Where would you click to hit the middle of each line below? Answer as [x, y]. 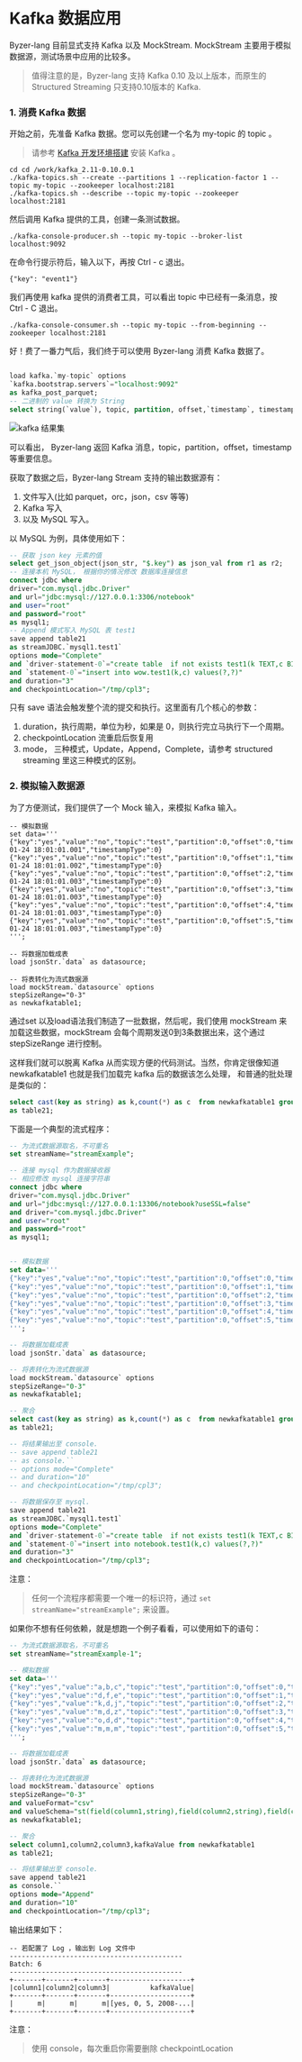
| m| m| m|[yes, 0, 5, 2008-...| [102, 2003]
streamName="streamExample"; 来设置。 [103, 1610]
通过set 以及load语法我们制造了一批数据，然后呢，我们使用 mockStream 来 [148, 1021]
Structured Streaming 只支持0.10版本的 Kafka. [116, 86]
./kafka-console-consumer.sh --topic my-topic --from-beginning [132, 325]
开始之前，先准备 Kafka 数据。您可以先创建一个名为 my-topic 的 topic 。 [143, 134]
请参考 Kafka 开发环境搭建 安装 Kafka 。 [106, 153]
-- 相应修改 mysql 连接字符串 [60, 1179]
